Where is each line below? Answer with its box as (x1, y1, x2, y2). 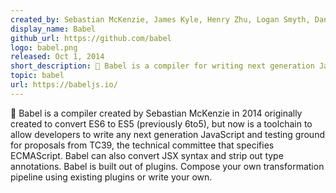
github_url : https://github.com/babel (10, 33, 172, 43)
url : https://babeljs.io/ (10, 80, 118, 90)
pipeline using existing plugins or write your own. (10, 171, 213, 183)
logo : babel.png (10, 42, 78, 53)
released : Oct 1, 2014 (10, 52, 105, 62)
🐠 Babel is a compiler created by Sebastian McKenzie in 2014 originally (10, 107, 303, 119)
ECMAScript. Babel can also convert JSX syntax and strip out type (10, 149, 284, 161)
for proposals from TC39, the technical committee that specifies (10, 139, 275, 151)
